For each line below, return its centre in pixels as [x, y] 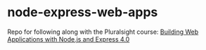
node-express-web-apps [83, 12]
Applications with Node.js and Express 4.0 [69, 39]
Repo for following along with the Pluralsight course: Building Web [103, 32]
